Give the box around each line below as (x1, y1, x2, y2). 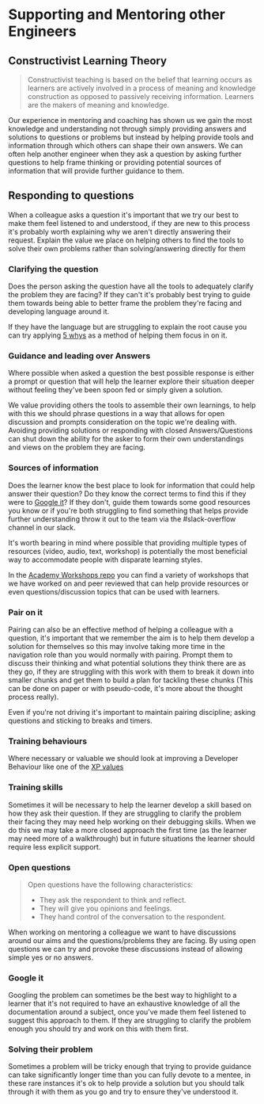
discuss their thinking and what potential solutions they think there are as (8, 659, 247, 667)
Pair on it (8, 606, 43, 617)
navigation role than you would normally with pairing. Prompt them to (8, 650, 233, 659)
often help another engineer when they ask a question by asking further (8, 149, 242, 159)
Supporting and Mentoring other (8, 6, 225, 24)
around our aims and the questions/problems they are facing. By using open (8, 935, 256, 945)
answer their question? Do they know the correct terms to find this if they (8, 489, 247, 499)
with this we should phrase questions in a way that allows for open (8, 409, 225, 418)
